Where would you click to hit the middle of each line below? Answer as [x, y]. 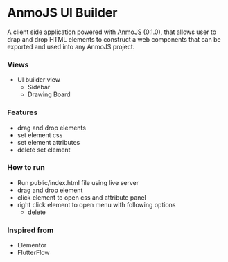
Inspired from [30, 230]
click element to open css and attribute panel [82, 197]
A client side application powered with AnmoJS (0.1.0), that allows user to [112, 32]
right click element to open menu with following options [96, 204]
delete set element [44, 150]
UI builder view [39, 80]
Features [23, 112]
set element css [40, 135]
